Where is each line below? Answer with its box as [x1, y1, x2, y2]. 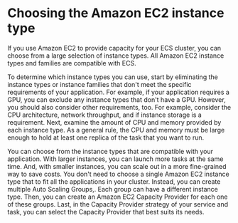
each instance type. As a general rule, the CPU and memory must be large [7, 125, 225, 134]
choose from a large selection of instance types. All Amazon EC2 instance [7, 51, 225, 60]
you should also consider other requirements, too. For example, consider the [7, 103, 232, 111]
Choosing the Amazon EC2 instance [7, 5, 225, 21]
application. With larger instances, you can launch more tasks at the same [7, 155, 224, 163]
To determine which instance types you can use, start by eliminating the [7, 73, 218, 81]
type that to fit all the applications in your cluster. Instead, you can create [7, 177, 221, 186]
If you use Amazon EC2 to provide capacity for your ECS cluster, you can [7, 43, 222, 52]
